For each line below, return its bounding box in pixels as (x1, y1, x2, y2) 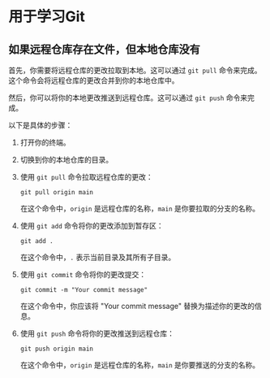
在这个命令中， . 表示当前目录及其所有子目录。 (19, 253, 176, 262)
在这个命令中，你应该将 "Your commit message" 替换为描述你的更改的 (19, 302, 255, 311)
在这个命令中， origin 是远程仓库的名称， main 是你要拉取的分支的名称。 (19, 204, 260, 213)
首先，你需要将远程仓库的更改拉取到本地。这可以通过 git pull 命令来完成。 (8, 66, 262, 75)
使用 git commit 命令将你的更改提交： (19, 270, 147, 279)
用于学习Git (8, 7, 85, 26)
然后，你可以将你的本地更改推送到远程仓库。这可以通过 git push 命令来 (8, 93, 248, 102)
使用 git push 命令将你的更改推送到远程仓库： (19, 328, 174, 338)
